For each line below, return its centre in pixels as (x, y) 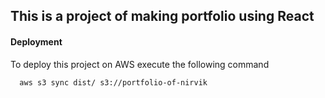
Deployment (36, 41)
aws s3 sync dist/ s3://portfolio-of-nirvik (113, 82)
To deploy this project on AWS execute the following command (140, 64)
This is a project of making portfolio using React (162, 16)
